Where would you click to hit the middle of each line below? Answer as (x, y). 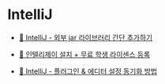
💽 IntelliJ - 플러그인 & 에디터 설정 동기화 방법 (88, 71)
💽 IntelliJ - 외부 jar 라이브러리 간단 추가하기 (86, 37)
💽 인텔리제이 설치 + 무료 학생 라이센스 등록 (84, 54)
